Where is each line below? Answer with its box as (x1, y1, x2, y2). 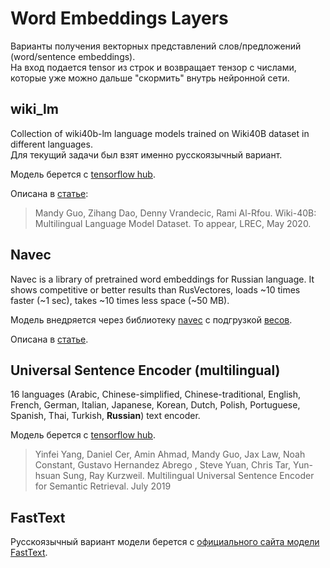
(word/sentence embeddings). (10, 50, 136, 62)
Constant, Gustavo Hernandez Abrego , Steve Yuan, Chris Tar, (34, 459, 292, 471)
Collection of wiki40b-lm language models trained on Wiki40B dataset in (10, 127, 310, 139)
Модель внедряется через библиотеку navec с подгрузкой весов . (10, 313, 293, 326)
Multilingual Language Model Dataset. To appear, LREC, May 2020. (34, 217, 312, 229)
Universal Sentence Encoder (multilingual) (10, 362, 281, 379)
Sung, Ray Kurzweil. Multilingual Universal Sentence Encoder (62, 470, 315, 482)
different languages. (10, 138, 93, 150)
